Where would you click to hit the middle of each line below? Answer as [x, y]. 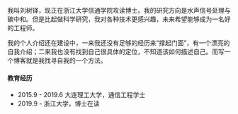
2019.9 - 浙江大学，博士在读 [59, 103]
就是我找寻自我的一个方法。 [66, 61]
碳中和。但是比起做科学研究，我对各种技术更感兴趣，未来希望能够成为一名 [116, 19]
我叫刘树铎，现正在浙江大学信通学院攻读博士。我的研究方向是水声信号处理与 [119, 10]
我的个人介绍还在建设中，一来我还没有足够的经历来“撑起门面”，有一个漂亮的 [119, 43]
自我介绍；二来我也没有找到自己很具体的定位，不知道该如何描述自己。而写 [116, 52]
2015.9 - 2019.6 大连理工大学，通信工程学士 [81, 95]
